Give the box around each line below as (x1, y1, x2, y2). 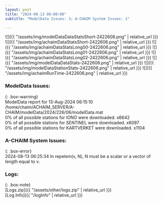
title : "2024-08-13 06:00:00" (5, 12, 67, 17)
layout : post (5, 7, 32, 12)
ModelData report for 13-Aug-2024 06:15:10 (5, 99, 93, 105)
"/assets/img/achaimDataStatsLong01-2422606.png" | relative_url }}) (11, 49, 151, 55)
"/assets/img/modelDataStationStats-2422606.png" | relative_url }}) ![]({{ (5, 65, 152, 71)
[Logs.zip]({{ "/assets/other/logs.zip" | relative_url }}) (5, 187, 112, 193)
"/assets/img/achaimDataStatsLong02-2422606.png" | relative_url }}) (11, 55, 151, 61)
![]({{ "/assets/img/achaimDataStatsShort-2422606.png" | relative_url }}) (5, 39, 151, 45)
